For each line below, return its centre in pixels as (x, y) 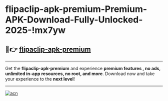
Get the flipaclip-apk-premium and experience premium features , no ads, (83, 68)
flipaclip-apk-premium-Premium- (76, 9)
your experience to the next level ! (40, 79)
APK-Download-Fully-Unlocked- (74, 20)
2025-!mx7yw (35, 30)
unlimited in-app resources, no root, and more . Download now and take (80, 74)
